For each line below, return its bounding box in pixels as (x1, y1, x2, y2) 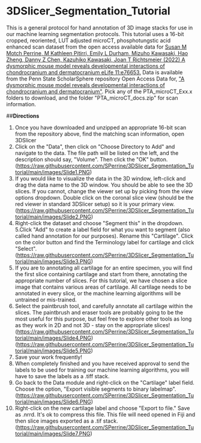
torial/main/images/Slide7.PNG (14, 430, 91, 437)
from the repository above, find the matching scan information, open (14, 130, 185, 137)
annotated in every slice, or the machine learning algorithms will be (14, 289, 181, 297)
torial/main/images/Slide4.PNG (14, 334, 92, 342)
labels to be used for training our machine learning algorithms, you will (14, 366, 190, 373)
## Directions (6, 112, 40, 119)
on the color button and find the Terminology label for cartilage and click (14, 238, 194, 246)
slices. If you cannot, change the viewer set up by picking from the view (14, 187, 193, 194)
